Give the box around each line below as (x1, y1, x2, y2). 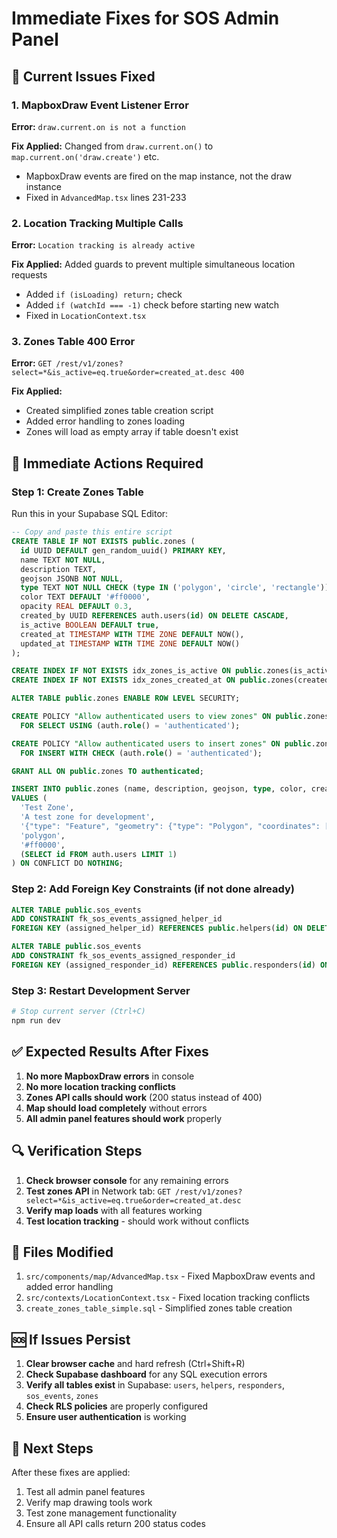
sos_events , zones (25, 1390, 99, 1402)
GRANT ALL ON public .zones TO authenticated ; (11, 766, 204, 776)
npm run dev (11, 1016, 61, 1026)
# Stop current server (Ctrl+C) (11, 1007, 146, 1017)
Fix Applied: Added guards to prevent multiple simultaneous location (11, 258, 296, 271)
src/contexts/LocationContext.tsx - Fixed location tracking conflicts (25, 1292, 311, 1304)
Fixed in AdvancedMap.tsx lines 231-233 (25, 191, 187, 203)
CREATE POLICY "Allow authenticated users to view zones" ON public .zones (11, 712, 330, 722)
